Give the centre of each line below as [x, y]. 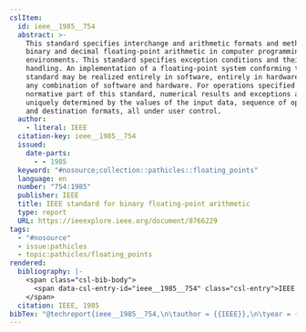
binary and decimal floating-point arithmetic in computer [140, 52]
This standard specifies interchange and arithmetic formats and [153, 43]
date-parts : [48, 153]
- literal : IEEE [57, 128]
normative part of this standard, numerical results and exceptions [158, 94]
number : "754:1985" [55, 187]
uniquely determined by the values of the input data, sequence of [156, 102]
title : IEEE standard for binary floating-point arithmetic [134, 204]
